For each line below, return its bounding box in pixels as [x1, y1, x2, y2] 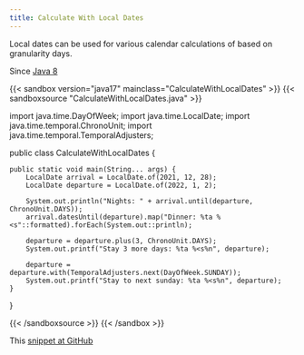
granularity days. [9, 47, 73, 59]
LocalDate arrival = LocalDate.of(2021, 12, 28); [25, 173, 218, 182]
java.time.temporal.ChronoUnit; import [9, 120, 152, 131]
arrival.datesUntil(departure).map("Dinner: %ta [25, 212, 213, 222]
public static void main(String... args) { [9, 164, 177, 173]
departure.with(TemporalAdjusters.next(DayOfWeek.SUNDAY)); [9, 268, 242, 277]
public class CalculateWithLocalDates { [9, 147, 156, 158]
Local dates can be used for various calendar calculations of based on [9, 38, 273, 49]
